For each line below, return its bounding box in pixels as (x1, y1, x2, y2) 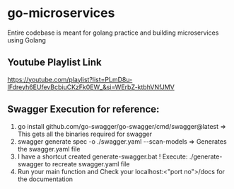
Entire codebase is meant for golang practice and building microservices (7, 28, 219, 37)
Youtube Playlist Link (7, 57, 102, 69)
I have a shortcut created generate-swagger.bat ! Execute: (17, 152, 188, 161)
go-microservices (7, 5, 115, 21)
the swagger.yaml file (17, 144, 81, 153)
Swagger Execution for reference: (7, 103, 160, 115)
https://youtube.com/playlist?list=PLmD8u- (7, 75, 133, 84)
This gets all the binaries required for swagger (17, 130, 153, 138)
